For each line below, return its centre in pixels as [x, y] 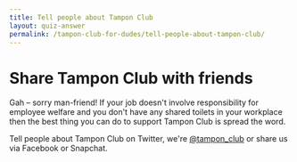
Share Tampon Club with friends [131, 78]
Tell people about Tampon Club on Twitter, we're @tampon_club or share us [148, 139]
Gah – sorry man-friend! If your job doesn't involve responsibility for [134, 102]
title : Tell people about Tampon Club [81, 17]
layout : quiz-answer [48, 26]
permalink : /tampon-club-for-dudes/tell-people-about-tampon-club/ [137, 34]
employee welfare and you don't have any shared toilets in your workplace [146, 112]
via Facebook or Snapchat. [59, 149]
